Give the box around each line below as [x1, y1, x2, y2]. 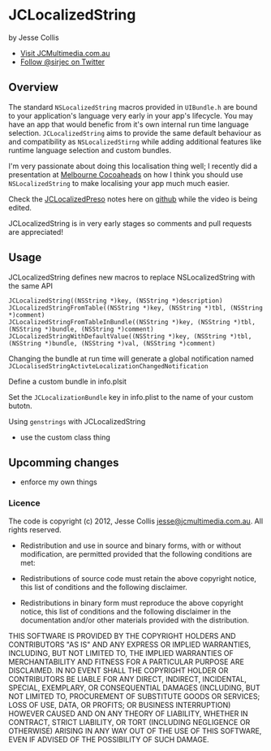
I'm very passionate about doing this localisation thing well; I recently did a [8, 161, 258, 171]
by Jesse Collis [8, 33, 59, 42]
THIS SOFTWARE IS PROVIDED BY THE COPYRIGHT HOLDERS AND [8, 631, 237, 640]
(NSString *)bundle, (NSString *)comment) [8, 325, 154, 333]
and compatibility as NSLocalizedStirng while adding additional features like [8, 137, 262, 146]
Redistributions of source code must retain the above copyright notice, [19, 573, 257, 583]
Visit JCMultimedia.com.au [19, 48, 110, 58]
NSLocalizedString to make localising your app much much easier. [8, 178, 230, 188]
